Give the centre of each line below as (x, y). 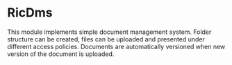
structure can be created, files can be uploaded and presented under (106, 39)
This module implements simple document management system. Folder (109, 32)
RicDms (30, 13)
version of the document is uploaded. (61, 54)
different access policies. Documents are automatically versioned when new (116, 46)
